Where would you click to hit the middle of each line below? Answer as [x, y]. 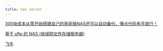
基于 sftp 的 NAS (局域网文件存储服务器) [45, 33]
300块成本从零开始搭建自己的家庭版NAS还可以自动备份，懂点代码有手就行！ [81, 23]
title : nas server [24, 9]
